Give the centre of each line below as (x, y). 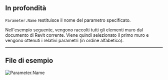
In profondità (26, 8)
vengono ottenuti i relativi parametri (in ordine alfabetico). (64, 40)
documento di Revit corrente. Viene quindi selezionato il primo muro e (77, 35)
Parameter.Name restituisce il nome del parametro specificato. (68, 20)
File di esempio (29, 61)
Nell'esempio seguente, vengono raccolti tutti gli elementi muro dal (74, 30)
